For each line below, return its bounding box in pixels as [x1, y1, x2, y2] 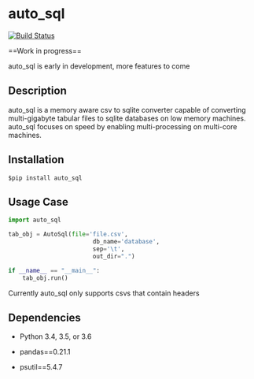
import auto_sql [8, 216, 61, 225]
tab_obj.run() [22, 273, 68, 282]
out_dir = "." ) [92, 252, 135, 260]
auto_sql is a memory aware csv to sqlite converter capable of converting [8, 105, 246, 114]
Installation [8, 153, 64, 166]
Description [8, 84, 67, 98]
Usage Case [8, 195, 69, 209]
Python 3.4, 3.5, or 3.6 [19, 332, 92, 341]
